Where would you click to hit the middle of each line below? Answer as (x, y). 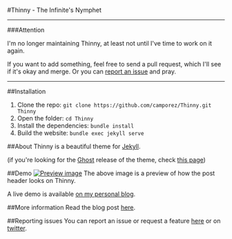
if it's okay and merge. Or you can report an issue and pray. (91, 71)
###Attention (26, 30)
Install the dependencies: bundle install (76, 125)
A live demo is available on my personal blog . (71, 194)
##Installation (27, 91)
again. (16, 51)
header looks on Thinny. (41, 180)
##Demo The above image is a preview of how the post (111, 173)
